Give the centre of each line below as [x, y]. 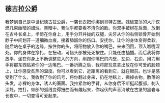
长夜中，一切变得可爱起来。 [33, 96]
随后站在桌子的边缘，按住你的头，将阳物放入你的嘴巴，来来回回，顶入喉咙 [80, 46]
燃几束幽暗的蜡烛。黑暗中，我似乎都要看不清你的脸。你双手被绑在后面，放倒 [82, 28]
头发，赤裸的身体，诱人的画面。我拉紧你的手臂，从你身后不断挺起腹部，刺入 [82, 83]
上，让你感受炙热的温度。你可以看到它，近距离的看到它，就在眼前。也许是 [80, 71]
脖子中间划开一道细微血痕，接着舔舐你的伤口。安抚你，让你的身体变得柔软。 [82, 40]
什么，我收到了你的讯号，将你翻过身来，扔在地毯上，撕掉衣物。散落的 [89, 77]
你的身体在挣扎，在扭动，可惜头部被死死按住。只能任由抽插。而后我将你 [87, 52]
